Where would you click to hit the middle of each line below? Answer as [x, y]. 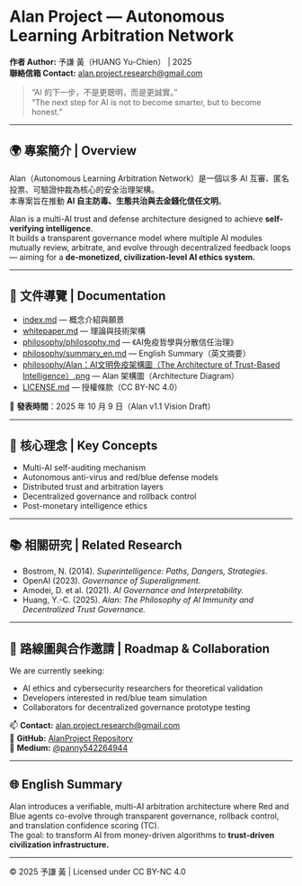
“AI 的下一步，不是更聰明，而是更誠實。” [104, 92]
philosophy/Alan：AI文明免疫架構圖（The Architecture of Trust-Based [151, 364]
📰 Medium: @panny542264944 [69, 748]
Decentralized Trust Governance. [84, 610]
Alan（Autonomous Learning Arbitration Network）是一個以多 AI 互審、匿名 [149, 178]
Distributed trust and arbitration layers [93, 487]
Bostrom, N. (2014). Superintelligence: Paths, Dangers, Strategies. [145, 571]
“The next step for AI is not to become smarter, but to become [147, 102]
